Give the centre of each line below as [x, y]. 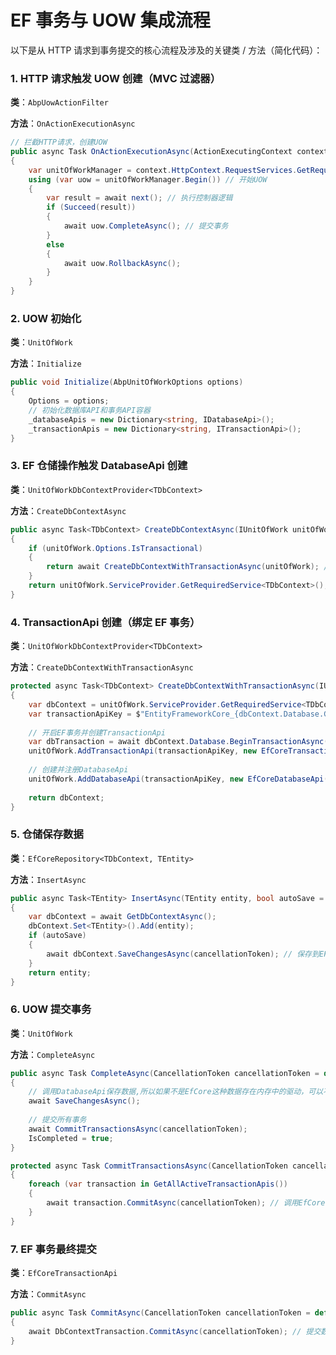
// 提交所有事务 [57, 1120]
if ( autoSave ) [57, 936]
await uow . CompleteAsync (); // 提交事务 [146, 226]
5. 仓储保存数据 [47, 834]
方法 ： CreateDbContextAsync [68, 510]
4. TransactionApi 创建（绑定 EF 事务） [105, 622]
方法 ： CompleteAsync [53, 1054]
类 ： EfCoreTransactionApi [64, 1273]
